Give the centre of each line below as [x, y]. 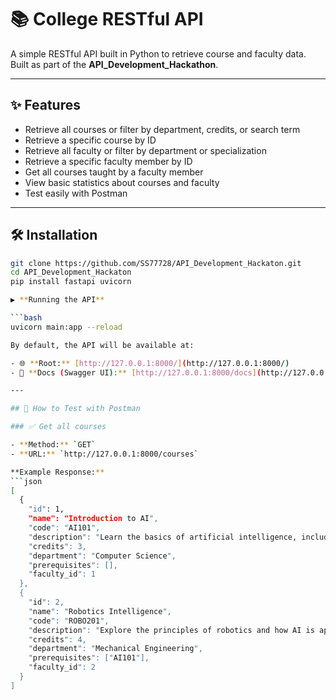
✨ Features [45, 105]
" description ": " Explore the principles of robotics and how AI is [171, 630]
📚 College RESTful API [107, 19]
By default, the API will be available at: [102, 345]
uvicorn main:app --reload [66, 327]
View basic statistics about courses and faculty [122, 182]
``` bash [26, 318]
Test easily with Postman [76, 193]
